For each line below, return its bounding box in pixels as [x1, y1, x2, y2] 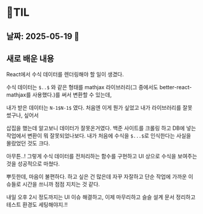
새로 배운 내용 [6, 53, 55, 64]
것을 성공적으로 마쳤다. [6, 160, 60, 167]
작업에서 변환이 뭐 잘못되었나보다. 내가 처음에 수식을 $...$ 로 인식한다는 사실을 [6, 132, 191, 139]
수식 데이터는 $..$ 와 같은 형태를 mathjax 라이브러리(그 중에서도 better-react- [6, 84, 192, 91]
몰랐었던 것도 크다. [6, 139, 50, 147]
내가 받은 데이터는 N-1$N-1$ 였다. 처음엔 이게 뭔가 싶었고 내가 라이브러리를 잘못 [6, 104, 193, 112]
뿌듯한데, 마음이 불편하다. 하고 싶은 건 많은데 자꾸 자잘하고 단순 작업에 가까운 [6, 173, 187, 181]
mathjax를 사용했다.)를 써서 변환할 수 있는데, [6, 91, 112, 99]
